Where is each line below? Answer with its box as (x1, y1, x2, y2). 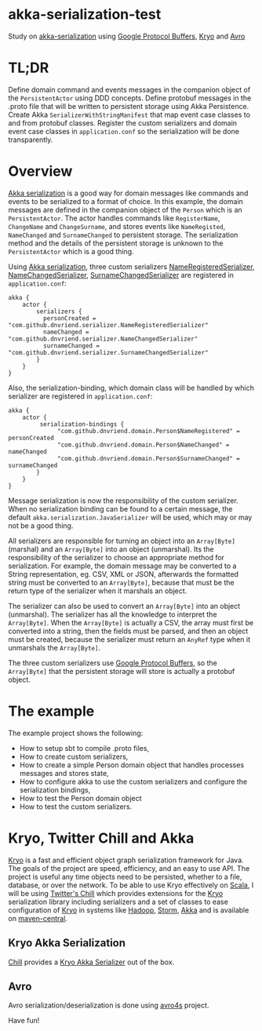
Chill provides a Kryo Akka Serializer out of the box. (8, 957, 175, 967)
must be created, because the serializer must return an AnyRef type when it (8, 634, 251, 644)
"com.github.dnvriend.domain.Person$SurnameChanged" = (57, 454, 241, 462)
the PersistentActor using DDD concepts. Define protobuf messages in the (8, 93, 252, 103)
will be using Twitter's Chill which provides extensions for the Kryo (8, 888, 224, 898)
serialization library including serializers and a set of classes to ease (8, 897, 229, 906)
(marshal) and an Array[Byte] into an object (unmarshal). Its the (8, 544, 214, 554)
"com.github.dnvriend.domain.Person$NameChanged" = (57, 441, 230, 449)
